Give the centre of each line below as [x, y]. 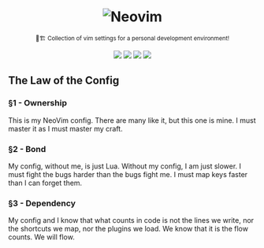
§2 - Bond [27, 149]
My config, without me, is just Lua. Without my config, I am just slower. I [125, 166]
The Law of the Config [64, 81]
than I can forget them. [45, 183]
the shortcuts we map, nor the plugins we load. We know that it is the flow [128, 229]
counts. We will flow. [41, 237]
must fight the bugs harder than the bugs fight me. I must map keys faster [128, 174]
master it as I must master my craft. [66, 128]
